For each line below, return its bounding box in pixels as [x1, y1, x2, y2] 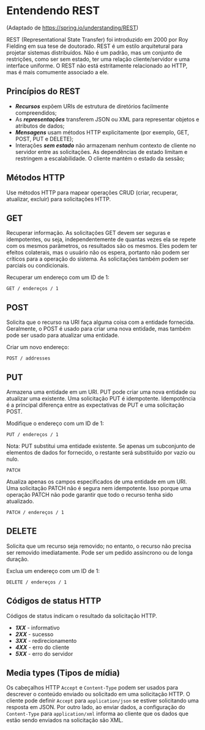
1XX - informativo [15, 624, 60, 631]
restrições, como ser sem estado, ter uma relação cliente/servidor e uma [6, 55, 190, 63]
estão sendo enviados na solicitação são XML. [6, 717, 124, 724]
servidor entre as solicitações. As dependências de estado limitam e [15, 148, 188, 155]
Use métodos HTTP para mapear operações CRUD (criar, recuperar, [6, 188, 179, 196]
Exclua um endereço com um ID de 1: [6, 567, 100, 574]
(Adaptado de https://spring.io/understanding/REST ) [6, 24, 139, 31]
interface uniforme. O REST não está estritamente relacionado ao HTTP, [6, 62, 188, 69]
